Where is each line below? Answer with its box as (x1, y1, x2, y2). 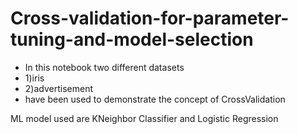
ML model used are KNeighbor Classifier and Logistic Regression (10, 112, 279, 124)
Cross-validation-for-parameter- (10, 7, 290, 30)
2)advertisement (24, 82, 93, 94)
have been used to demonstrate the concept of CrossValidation (24, 93, 286, 105)
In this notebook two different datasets (24, 61, 185, 73)
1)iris (24, 72, 45, 84)
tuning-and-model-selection (10, 28, 254, 51)
